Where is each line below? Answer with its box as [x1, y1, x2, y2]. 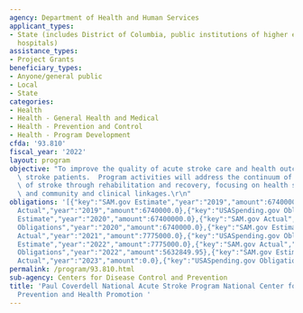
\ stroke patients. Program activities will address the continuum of [17, 172, 293, 181]
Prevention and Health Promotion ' [17, 290, 151, 299]
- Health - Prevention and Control [9, 123, 143, 132]
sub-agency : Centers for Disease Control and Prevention [9, 273, 228, 282]
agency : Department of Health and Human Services [9, 13, 200, 23]
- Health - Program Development [9, 131, 131, 140]
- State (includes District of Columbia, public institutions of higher [9, 30, 289, 39]
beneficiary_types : [9, 64, 83, 73]
